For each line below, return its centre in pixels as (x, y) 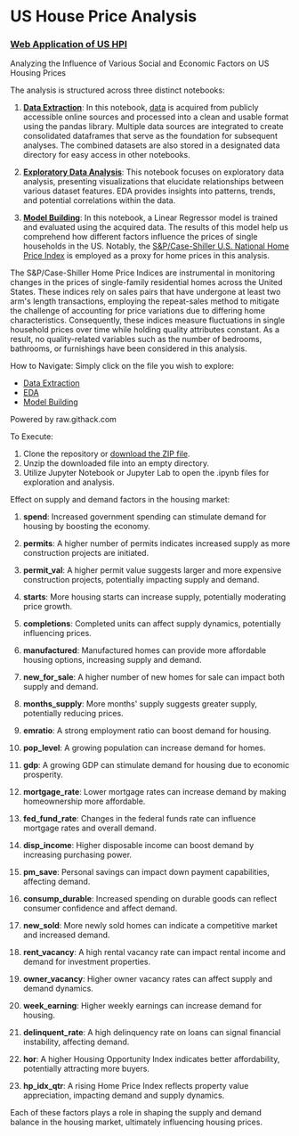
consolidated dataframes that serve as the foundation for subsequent (150, 136)
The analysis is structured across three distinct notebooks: (117, 90)
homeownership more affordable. (84, 801)
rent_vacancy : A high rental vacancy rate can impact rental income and (154, 952)
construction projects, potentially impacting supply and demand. (141, 580)
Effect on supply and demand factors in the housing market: (120, 500)
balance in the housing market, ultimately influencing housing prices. (137, 1122)
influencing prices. (57, 633)
